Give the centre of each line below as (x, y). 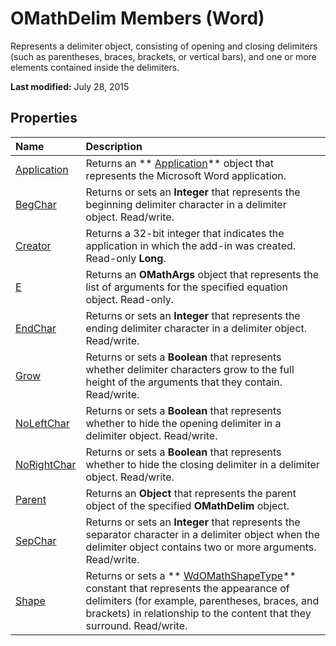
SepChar (36, 540)
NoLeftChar (42, 423)
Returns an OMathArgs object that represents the (202, 274)
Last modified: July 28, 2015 (70, 86)
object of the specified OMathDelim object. (187, 505)
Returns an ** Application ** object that (179, 163)
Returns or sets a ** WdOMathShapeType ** (191, 575)
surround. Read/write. (136, 625)
